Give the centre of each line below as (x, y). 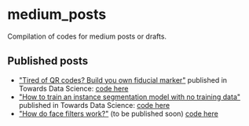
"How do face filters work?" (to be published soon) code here (119, 113)
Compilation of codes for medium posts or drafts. (87, 36)
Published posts (48, 61)
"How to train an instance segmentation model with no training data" (130, 97)
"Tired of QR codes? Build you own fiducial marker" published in (123, 80)
